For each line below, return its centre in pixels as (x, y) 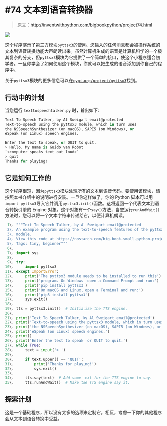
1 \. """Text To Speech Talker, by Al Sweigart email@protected (74, 225)
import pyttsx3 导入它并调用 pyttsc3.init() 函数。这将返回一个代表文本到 (80, 203)
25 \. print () (19, 336)
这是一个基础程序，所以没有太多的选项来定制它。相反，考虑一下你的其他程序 (83, 412)
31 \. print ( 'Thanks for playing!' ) (51, 364)
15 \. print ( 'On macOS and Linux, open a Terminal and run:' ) (74, 290)
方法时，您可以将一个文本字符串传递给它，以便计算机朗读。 (66, 216)
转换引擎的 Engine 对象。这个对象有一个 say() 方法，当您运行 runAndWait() (84, 210)
